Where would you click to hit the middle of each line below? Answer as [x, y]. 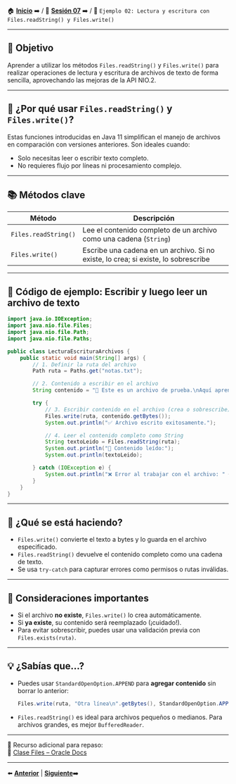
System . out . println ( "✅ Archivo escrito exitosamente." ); [130, 423]
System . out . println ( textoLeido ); [93, 455]
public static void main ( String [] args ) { [83, 358]
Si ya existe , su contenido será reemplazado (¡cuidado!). [99, 622]
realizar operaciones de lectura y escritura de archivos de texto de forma [113, 73]
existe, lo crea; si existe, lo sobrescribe [146, 259]
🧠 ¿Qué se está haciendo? [65, 522]
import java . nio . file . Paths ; [50, 338]
